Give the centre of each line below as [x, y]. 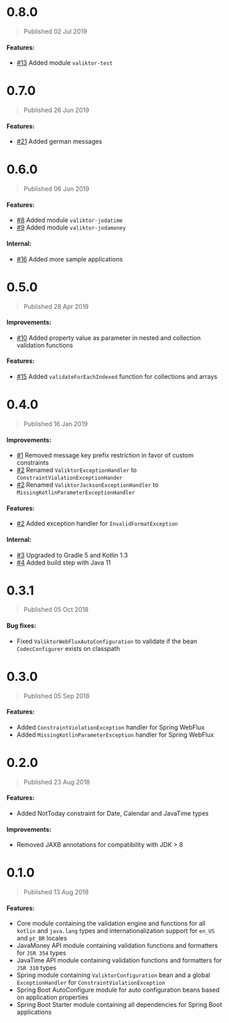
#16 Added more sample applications [69, 259]
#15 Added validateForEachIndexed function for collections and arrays [117, 376]
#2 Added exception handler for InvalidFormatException [97, 524]
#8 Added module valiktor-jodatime [69, 220]
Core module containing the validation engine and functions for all [111, 924]
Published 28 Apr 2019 [56, 306]
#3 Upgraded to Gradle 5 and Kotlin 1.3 [72, 555]
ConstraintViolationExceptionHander [69, 478]
